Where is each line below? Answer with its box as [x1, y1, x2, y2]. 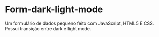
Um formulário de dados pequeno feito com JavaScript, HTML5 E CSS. [5, 20, 154, 26]
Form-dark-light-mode [5, 4, 103, 15]
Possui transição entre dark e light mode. [5, 25, 92, 31]
